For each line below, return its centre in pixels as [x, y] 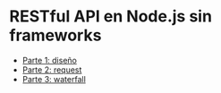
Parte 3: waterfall [54, 79]
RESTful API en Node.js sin [111, 17]
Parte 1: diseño [50, 60]
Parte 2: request [52, 70]
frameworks [55, 35]
